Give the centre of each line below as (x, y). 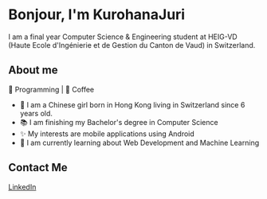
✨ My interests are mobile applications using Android (107, 134)
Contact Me (38, 168)
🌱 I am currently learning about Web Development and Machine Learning (139, 142)
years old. (36, 113)
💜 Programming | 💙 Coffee (51, 89)
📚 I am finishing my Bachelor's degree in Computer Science (119, 122)
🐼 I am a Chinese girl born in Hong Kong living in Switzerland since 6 (132, 104)
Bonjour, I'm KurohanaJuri (97, 15)
